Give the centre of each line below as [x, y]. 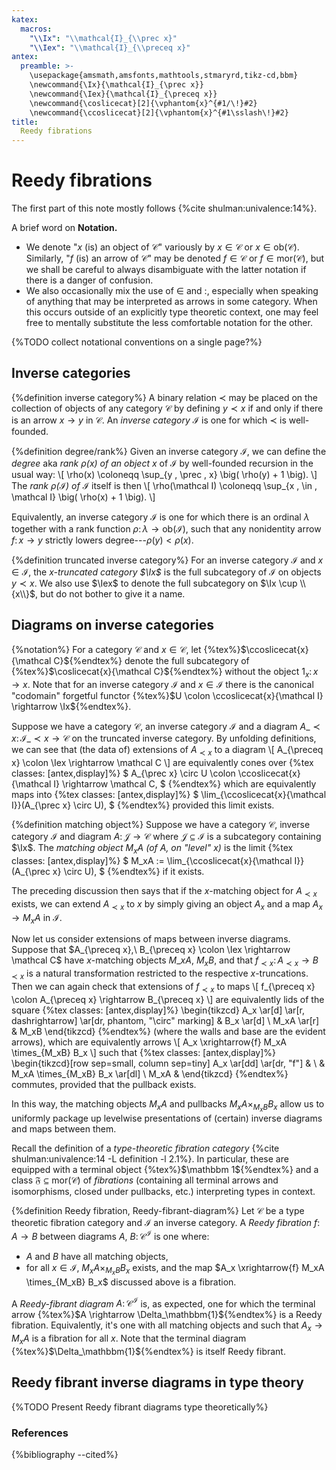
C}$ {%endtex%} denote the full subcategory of [151, 660]
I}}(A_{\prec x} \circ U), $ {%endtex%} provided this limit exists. [143, 805]
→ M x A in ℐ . [37, 918]
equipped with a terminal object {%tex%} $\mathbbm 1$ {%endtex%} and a [165, 1169]
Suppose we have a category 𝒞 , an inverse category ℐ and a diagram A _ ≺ [166, 727]
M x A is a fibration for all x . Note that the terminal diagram [129, 1339]
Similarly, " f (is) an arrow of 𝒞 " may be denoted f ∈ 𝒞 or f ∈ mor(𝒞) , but [175, 258]
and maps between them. [64, 1128]
